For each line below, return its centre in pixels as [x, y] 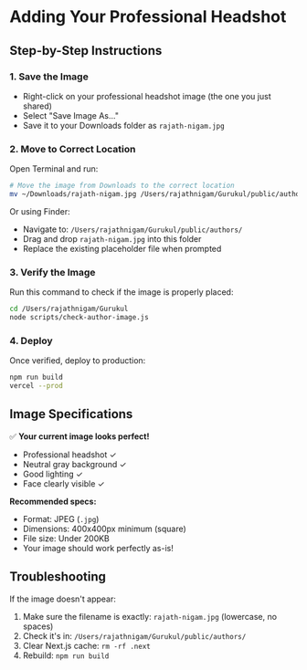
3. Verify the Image [53, 272]
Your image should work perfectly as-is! [98, 548]
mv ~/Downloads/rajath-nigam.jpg [73, 194]
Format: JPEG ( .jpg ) [61, 518]
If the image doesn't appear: [63, 599]
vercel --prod [37, 386]
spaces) [38, 626]
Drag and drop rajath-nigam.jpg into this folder [112, 238]
